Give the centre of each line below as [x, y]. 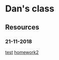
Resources [22, 27]
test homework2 [22, 52]
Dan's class [30, 9]
